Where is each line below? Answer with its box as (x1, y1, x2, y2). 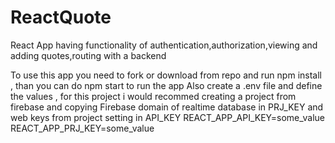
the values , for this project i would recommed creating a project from (10, 90, 297, 102)
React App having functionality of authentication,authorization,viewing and (10, 39, 318, 51)
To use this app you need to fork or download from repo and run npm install (10, 69, 322, 81)
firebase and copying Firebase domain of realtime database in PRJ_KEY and (10, 101, 324, 113)
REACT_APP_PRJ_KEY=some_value (10, 122, 155, 134)
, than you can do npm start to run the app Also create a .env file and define (10, 79, 323, 91)
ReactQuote (10, 6, 112, 29)
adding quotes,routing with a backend (10, 49, 167, 61)
